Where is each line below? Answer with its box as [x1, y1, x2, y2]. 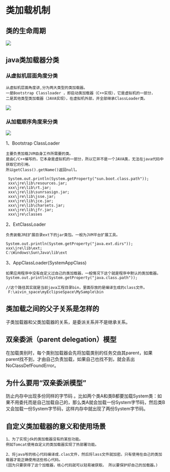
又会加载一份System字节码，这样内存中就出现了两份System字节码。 [6, 406, 149, 412]
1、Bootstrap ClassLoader [6, 140, 60, 146]
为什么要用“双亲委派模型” [6, 379, 87, 387]
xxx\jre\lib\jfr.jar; [8, 207, 54, 212]
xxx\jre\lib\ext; [6, 246, 43, 251]
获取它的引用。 [6, 162, 32, 167]
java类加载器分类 [6, 56, 60, 64]
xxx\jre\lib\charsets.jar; [8, 203, 65, 208]
